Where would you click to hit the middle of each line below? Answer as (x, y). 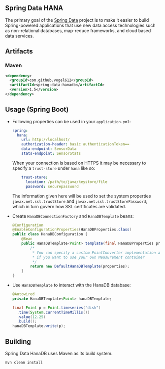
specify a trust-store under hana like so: (53, 168)
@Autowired (23, 294)
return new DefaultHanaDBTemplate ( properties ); (80, 267)
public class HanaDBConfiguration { (50, 234)
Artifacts (19, 51)
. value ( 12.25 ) (31, 317)
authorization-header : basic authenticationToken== (75, 144)
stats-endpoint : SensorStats (51, 154)
